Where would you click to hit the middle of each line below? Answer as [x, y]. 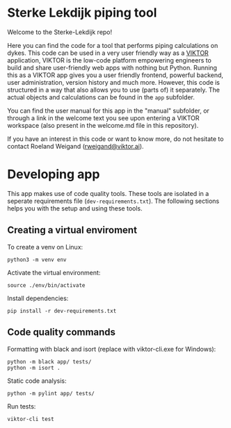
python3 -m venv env [37, 260]
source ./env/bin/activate [46, 285]
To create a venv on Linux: [45, 247]
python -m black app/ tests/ [49, 362]
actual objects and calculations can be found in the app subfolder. [101, 97]
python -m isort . [34, 368]
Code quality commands [62, 332]
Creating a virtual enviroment [72, 230]
